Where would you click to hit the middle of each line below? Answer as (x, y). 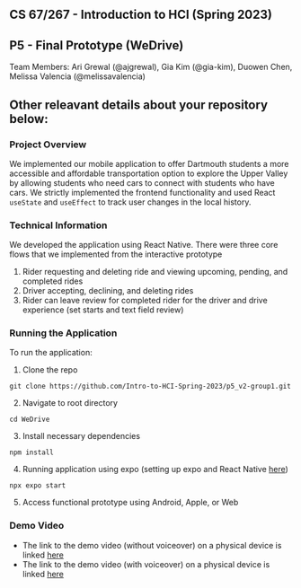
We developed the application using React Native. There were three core (144, 245)
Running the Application (63, 333)
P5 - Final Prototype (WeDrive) (97, 45)
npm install (31, 452)
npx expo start (38, 486)
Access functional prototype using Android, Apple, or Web (130, 503)
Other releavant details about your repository (138, 105)
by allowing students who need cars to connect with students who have (142, 182)
